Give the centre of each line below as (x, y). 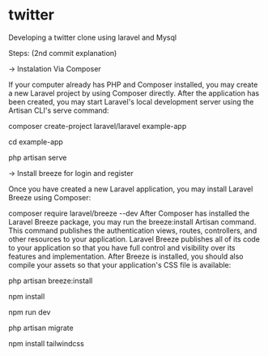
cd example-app (36, 142)
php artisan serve (38, 157)
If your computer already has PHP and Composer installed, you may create (133, 84)
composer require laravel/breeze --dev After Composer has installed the (129, 213)
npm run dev (30, 312)
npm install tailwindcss (47, 343)
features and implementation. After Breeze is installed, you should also (126, 256)
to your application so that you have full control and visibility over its (122, 247)
